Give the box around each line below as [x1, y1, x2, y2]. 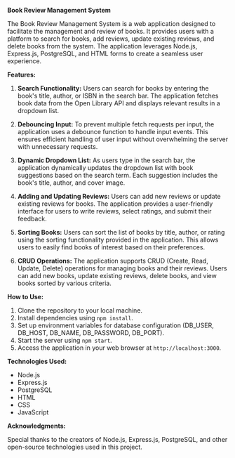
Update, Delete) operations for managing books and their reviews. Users [17, 264, 227, 273]
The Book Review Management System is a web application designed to [7, 20, 216, 27]
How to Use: [7, 293, 44, 301]
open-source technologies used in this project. [7, 443, 142, 451]
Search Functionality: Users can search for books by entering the [17, 84, 209, 92]
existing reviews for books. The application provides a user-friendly [17, 199, 213, 208]
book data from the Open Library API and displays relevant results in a [17, 99, 221, 107]
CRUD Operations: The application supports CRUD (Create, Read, [17, 256, 208, 265]
